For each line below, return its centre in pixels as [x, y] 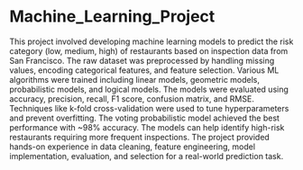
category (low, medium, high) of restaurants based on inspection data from [149, 50]
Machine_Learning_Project [112, 17]
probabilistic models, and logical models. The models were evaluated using [149, 89]
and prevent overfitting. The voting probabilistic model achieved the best [144, 118]
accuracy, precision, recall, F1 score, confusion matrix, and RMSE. [132, 98]
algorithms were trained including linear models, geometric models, [134, 79]
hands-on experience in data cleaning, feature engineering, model [132, 147]
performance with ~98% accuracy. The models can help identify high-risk [147, 127]
